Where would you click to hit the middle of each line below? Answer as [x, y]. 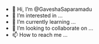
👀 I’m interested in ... [37, 15]
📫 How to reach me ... [40, 35]
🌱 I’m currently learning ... [44, 22]
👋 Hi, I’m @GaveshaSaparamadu [52, 9]
